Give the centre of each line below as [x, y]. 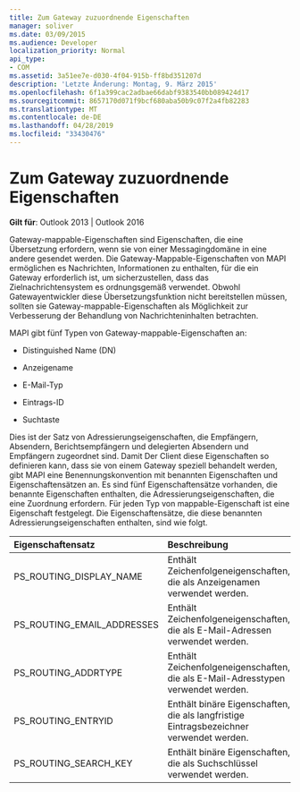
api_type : [28, 59]
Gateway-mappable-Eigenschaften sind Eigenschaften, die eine [126, 239]
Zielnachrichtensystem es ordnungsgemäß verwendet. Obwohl [125, 286]
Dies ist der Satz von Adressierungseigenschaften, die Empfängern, [134, 437]
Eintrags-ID [43, 402]
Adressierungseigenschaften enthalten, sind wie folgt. [108, 522]
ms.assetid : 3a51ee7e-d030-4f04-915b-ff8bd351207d [105, 76]
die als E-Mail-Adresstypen [226, 678]
